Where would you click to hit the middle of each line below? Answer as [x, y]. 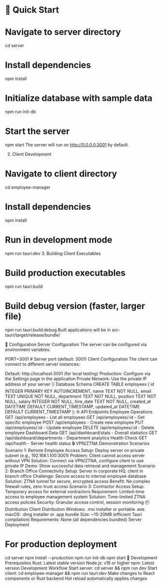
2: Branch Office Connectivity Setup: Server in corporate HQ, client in [74, 471]
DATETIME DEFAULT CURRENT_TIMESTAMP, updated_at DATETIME [73, 406]
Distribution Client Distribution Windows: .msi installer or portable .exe [75, 509]
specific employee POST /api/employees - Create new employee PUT [74, 422]
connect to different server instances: [43, 364]
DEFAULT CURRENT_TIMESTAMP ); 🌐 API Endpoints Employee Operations [79, 412]
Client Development [32, 154]
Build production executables [65, 273]
